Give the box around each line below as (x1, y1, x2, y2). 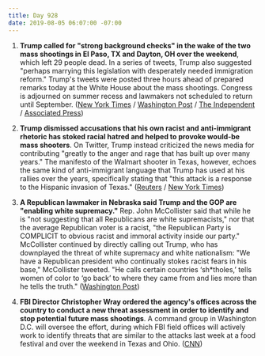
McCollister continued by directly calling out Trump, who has (19, 239, 218, 249)
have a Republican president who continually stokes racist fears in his (19, 256, 248, 266)
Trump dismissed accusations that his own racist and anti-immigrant (19, 123, 252, 133)
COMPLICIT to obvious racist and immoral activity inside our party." (19, 231, 240, 240)
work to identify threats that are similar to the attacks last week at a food (19, 330, 256, 340)
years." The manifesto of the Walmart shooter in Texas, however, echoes (19, 157, 257, 166)
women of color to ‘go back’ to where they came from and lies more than (19, 273, 257, 282)
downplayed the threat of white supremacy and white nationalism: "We (19, 248, 251, 257)
